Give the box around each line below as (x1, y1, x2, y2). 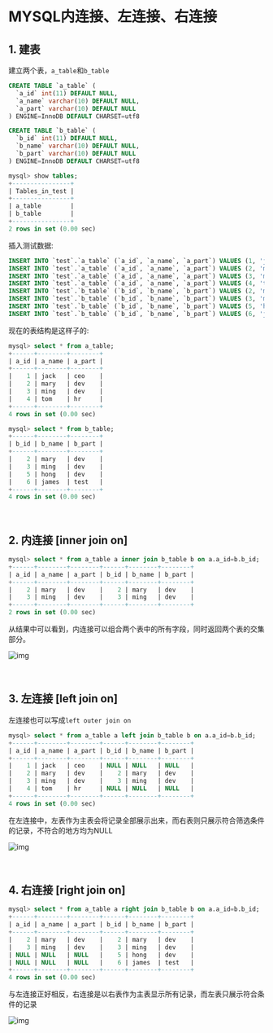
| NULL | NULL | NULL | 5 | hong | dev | (8, 951, 195, 959)
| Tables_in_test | (8, 187, 75, 196)
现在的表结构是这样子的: (8, 325, 89, 335)
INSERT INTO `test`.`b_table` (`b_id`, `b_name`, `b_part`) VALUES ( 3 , (8, 295, 256, 303)
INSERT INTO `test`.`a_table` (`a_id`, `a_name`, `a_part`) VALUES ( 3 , (8, 272, 256, 280)
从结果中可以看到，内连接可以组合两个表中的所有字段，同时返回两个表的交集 (8, 624, 265, 634)
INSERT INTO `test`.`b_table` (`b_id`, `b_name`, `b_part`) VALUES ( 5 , (8, 302, 256, 310)
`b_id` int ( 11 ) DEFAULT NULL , (15, 134, 118, 143)
